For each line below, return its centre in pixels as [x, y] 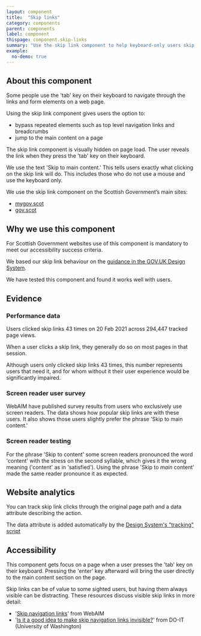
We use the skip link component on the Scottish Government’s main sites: [97, 192]
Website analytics [40, 492]
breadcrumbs [31, 131]
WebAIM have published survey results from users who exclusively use [94, 406]
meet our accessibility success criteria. [55, 250]
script [13, 531]
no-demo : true [29, 57]
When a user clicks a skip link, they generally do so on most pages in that [97, 347]
